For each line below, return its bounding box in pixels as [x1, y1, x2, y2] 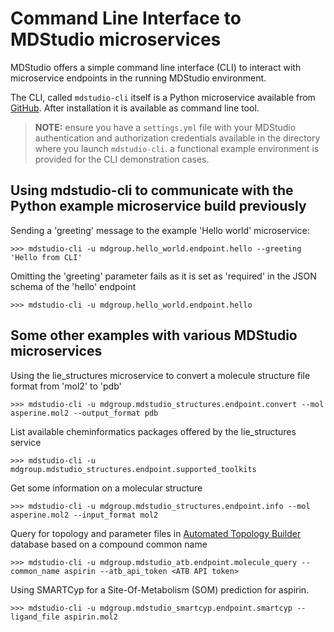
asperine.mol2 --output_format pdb [10, 408, 159, 418]
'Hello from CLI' [10, 252, 83, 262]
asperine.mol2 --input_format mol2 [10, 510, 159, 520]
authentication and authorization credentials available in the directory [34, 132, 321, 144]
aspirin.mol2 [63, 612, 118, 622]
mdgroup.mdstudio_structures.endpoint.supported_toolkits [10, 464, 257, 474]
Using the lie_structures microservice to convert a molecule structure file [10, 369, 311, 381]
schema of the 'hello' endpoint [10, 280, 137, 292]
